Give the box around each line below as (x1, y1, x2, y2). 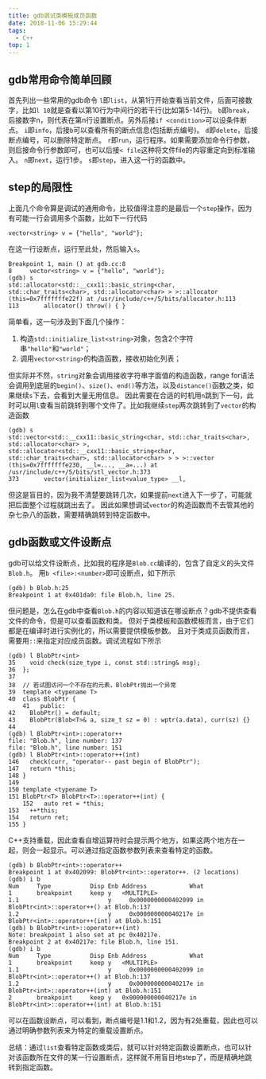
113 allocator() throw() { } (8, 302, 126, 310)
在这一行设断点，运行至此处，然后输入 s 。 (8, 244, 145, 253)
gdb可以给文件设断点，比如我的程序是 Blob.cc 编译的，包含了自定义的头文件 (8, 558, 255, 568)
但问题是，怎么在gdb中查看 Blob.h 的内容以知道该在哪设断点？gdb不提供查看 (8, 606, 257, 616)
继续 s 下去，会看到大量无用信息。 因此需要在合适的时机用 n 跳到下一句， (14, 390, 248, 400)
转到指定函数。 (8, 1062, 57, 1072)
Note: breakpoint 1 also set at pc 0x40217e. (8, 931, 161, 939)
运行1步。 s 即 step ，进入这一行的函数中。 (55, 154, 191, 164)
